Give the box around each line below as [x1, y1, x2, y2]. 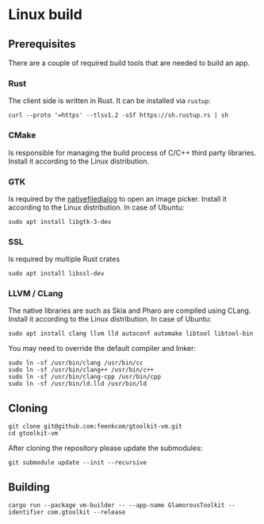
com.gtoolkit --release [47, 508, 126, 517]
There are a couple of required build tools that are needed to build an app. [8, 58, 251, 67]
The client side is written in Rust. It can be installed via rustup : [8, 96, 212, 106]
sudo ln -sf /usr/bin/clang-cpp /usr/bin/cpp [8, 373, 161, 381]
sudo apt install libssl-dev [8, 270, 105, 278]
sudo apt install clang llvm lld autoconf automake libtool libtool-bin [8, 329, 254, 338]
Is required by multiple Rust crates [8, 254, 121, 264]
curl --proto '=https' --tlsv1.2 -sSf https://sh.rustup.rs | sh [8, 111, 228, 120]
